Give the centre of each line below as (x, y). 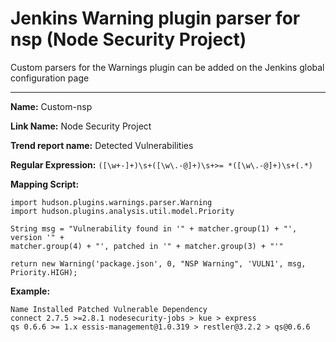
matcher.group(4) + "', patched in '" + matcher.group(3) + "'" (147, 246)
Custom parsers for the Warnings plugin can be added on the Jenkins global (167, 67)
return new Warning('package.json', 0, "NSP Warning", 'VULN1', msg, (158, 263)
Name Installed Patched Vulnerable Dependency (109, 309)
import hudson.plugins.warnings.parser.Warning (111, 202)
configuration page (50, 78)
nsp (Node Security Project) (128, 39)
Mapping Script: (45, 184)
